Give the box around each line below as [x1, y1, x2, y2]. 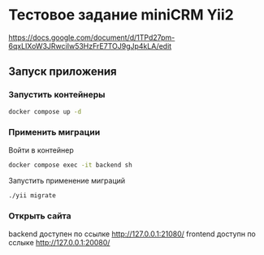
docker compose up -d [8, 107, 82, 115]
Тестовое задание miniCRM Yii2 [8, 6, 234, 24]
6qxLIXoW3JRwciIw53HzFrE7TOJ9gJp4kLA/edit [8, 41, 172, 50]
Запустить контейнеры [8, 89, 106, 101]
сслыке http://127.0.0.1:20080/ [8, 237, 110, 247]
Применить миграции [8, 127, 101, 138]
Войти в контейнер [8, 145, 75, 155]
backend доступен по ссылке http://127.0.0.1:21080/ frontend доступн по [8, 229, 256, 239]
